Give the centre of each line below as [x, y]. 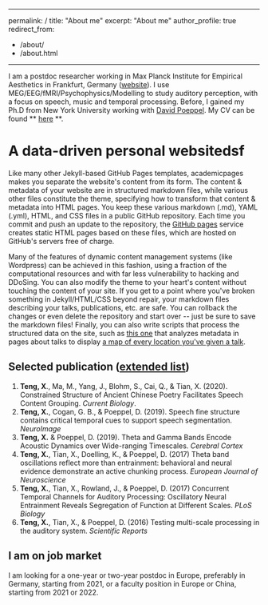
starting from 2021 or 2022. [53, 592]
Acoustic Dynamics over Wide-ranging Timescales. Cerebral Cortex [131, 446]
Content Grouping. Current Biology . [78, 403]
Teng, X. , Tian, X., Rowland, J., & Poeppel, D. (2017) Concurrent [124, 488]
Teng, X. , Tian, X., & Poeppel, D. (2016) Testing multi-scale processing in [140, 522]
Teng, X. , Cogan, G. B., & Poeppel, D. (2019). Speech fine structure [130, 411]
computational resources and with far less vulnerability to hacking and [124, 274]
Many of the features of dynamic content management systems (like [120, 256]
